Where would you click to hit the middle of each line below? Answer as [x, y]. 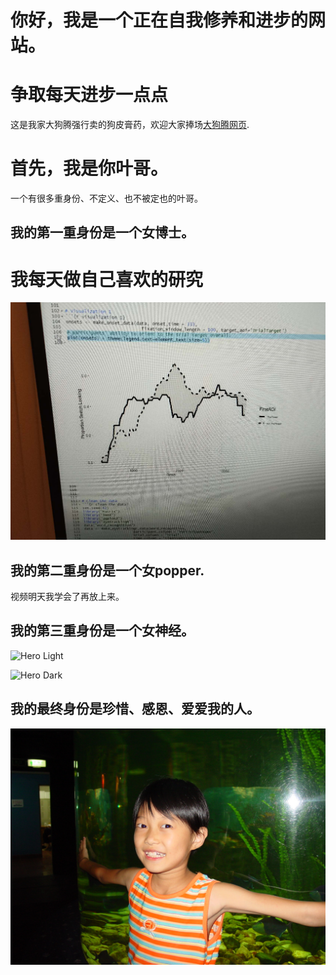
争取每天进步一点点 [89, 95]
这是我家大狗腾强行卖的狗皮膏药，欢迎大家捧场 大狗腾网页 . [130, 125]
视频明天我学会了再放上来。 [67, 597]
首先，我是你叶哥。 [89, 168]
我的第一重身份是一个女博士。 [102, 232]
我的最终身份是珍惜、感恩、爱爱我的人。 [135, 709]
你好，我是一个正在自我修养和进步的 [159, 20]
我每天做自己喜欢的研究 [107, 279]
